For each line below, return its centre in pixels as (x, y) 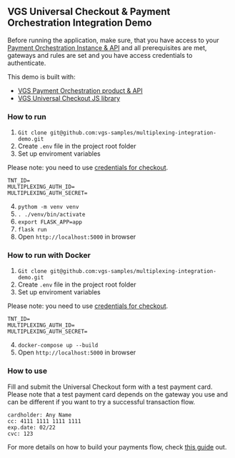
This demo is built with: (42, 76)
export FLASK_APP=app (50, 222)
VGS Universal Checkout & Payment (89, 12)
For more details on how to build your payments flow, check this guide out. (117, 447)
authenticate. (27, 63)
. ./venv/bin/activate (51, 215)
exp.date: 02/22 (31, 427)
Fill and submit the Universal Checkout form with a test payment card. (110, 387)
